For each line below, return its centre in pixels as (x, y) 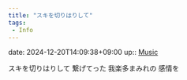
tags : (17, 23)
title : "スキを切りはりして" (50, 15)
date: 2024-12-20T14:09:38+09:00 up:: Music (83, 53)
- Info (22, 30)
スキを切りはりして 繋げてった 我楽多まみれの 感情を (94, 68)
